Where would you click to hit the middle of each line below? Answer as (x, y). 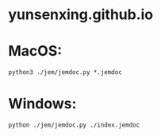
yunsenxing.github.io (81, 15)
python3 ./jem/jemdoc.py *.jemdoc (65, 72)
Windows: (42, 104)
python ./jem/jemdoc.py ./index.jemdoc (74, 125)
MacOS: (35, 51)
